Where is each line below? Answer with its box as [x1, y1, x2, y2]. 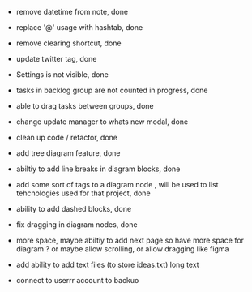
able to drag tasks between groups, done [15, 101, 154, 110]
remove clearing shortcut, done [15, 38, 122, 48]
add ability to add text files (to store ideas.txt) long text [15, 260, 200, 269]
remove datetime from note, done [15, 7, 128, 16]
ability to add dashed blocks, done [15, 204, 132, 213]
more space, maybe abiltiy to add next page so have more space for [15, 235, 245, 245]
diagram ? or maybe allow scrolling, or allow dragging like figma [15, 244, 229, 254]
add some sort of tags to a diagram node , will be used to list [15, 180, 219, 189]
